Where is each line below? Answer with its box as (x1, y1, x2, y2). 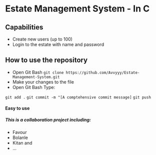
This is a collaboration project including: (5, 117, 91, 122)
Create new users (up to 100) (12, 36, 72, 42)
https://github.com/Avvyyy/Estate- (65, 70, 140, 75)
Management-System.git (12, 74, 60, 79)
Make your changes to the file (12, 78, 74, 85)
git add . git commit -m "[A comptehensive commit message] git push (5, 94, 151, 100)
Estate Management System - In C (5, 3, 150, 14)
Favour (12, 129, 27, 135)
